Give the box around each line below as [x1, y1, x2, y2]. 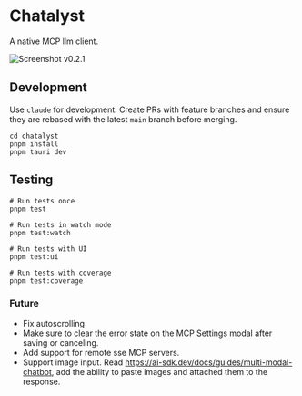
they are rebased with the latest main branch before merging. [9, 113, 237, 124]
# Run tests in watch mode [9, 220, 112, 229]
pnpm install [9, 139, 59, 149]
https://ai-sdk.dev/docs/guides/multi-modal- [125, 357, 293, 368]
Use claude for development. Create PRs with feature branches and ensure [9, 104, 290, 115]
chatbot [22, 366, 53, 377]
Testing [9, 172, 54, 188]
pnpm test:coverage [9, 276, 84, 286]
